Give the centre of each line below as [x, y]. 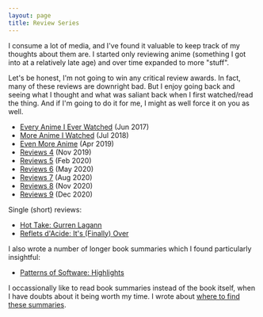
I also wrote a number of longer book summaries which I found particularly [130, 248]
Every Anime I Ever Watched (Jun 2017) [84, 127]
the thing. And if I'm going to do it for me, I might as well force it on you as [129, 103]
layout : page [30, 15]
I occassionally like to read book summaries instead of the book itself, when [132, 288]
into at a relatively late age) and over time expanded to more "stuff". [119, 62]
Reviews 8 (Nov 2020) [56, 185]
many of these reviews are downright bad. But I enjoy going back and [122, 86]
